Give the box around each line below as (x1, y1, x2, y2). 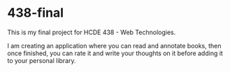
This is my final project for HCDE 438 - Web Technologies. (7, 28, 176, 36)
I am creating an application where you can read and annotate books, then (7, 41, 222, 50)
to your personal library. (7, 56, 76, 64)
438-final (7, 5, 64, 21)
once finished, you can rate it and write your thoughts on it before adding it (7, 49, 224, 57)
